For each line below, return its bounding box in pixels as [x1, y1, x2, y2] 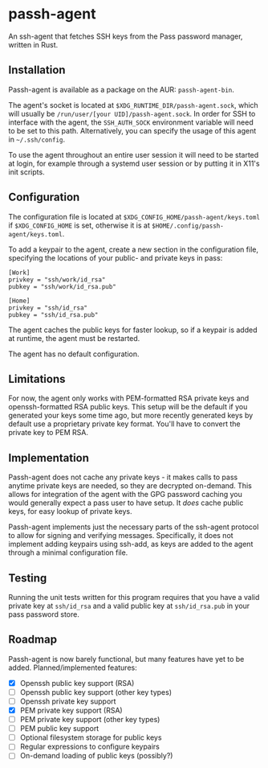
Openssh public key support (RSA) [19, 678, 135, 688]
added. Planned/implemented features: [8, 663, 138, 672]
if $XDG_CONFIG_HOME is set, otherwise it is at [8, 220, 151, 230]
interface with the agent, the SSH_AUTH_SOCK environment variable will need [8, 117, 254, 127]
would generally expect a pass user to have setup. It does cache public [8, 498, 244, 507]
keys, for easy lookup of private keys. [8, 507, 132, 516]
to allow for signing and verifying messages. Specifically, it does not [8, 531, 234, 540]
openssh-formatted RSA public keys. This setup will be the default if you [8, 402, 248, 412]
